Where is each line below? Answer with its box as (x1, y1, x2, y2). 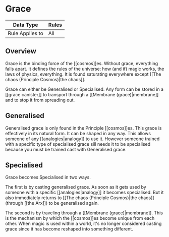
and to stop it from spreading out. (5, 97, 75, 103)
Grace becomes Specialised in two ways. (5, 174, 91, 181)
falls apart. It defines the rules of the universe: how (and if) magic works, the (5, 66, 164, 72)
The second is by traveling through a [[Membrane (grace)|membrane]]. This (5, 210, 163, 216)
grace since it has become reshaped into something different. (5, 226, 134, 232)
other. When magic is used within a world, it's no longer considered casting (5, 220, 162, 227)
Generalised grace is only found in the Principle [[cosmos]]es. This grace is (5, 125, 162, 131)
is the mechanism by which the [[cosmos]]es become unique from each (5, 215, 155, 221)
